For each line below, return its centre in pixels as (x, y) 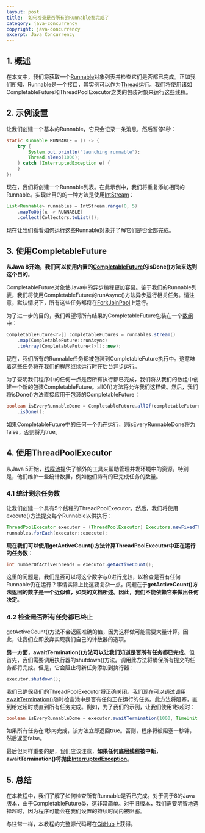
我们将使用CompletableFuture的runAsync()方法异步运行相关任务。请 (103, 295)
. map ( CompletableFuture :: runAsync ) (63, 341)
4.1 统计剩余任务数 (33, 494)
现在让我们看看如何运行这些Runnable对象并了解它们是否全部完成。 (90, 230)
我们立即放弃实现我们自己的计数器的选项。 (76, 639)
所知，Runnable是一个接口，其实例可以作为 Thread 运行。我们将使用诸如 (102, 84)
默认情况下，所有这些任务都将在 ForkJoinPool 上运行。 (84, 303)
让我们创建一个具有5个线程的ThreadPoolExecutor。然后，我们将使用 (92, 508)
